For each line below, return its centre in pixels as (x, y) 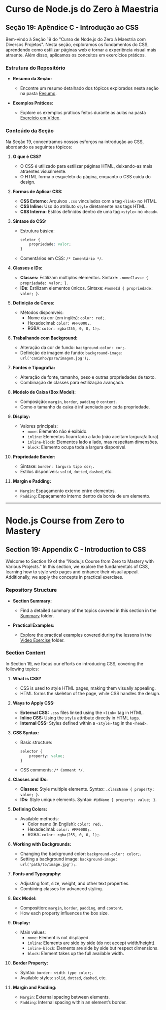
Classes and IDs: (30, 780)
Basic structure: (36, 742)
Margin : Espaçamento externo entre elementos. (68, 491)
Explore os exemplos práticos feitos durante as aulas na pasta (83, 113)
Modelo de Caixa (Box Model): (44, 392)
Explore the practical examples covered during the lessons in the (86, 635)
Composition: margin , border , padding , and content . (72, 908)
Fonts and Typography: (37, 874)
